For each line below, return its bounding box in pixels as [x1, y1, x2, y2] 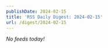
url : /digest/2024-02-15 [6, 19, 67, 25]
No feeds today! [6, 36, 45, 43]
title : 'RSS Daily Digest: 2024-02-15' [6, 14, 103, 20]
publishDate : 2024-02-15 [6, 8, 67, 15]
